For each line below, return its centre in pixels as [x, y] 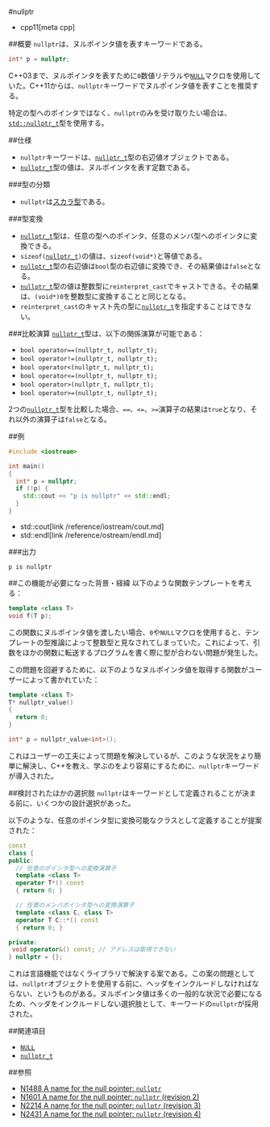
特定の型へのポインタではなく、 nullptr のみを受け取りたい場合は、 [120, 113]
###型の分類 [29, 184]
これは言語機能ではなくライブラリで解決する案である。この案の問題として [132, 974]
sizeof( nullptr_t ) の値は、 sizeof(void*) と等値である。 [113, 256]
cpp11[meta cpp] [47, 27]
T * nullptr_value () [41, 702]
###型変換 [26, 218]
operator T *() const [50, 883]
